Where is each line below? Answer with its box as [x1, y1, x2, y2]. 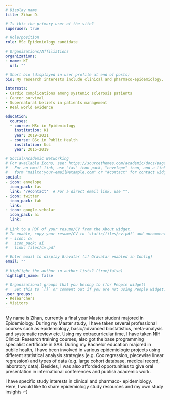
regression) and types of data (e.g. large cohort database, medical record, [5, 358, 160, 364]
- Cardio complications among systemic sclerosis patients [5, 91, 133, 96]
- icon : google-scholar [5, 208, 56, 213]
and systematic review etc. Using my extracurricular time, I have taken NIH [5, 331, 161, 337]
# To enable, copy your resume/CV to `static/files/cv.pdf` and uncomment [5, 231, 166, 236]
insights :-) [5, 389, 28, 395]
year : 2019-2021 [14, 132, 49, 138]
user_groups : [5, 291, 33, 296]
